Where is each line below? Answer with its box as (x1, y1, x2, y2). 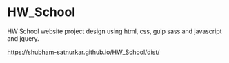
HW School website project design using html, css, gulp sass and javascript (7, 27, 222, 35)
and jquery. (7, 34, 39, 42)
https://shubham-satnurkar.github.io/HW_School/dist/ (7, 48, 160, 56)
